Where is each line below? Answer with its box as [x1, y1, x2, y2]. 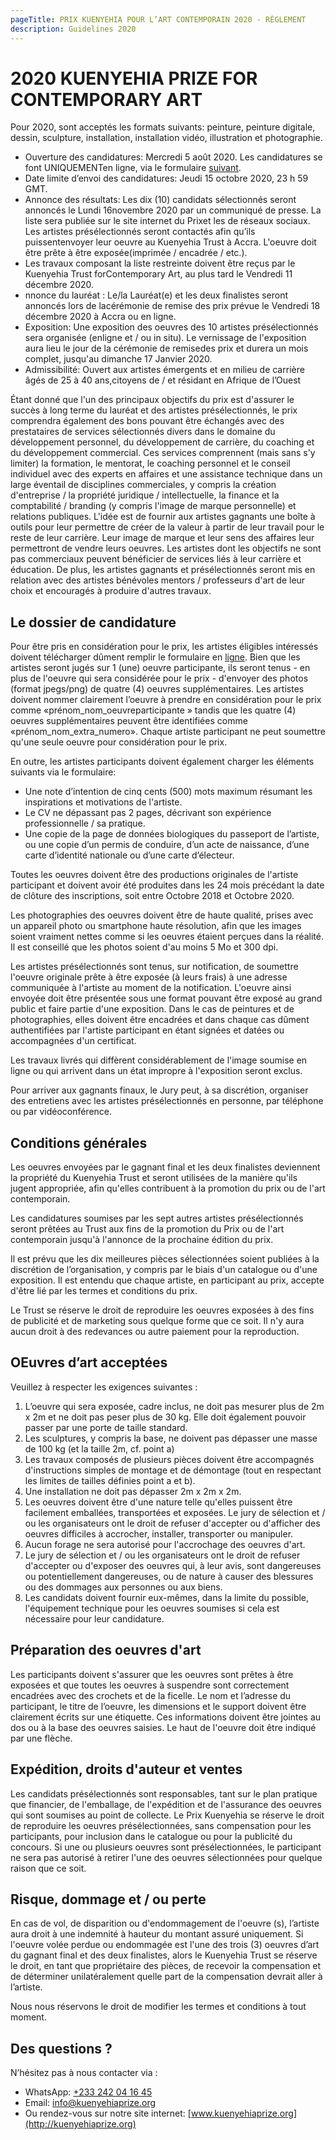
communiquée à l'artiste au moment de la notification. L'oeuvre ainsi [10, 982, 292, 994]
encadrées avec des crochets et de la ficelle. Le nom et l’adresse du [10, 1689, 292, 1701]
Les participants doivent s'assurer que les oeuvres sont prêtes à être [10, 1668, 294, 1680]
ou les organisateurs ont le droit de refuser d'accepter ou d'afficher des [24, 1517, 321, 1529]
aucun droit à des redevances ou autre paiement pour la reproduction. [10, 1326, 300, 1338]
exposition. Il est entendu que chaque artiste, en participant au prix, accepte [10, 1274, 325, 1286]
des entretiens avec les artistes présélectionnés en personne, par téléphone [10, 1095, 324, 1107]
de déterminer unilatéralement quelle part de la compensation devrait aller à [10, 1971, 323, 1983]
